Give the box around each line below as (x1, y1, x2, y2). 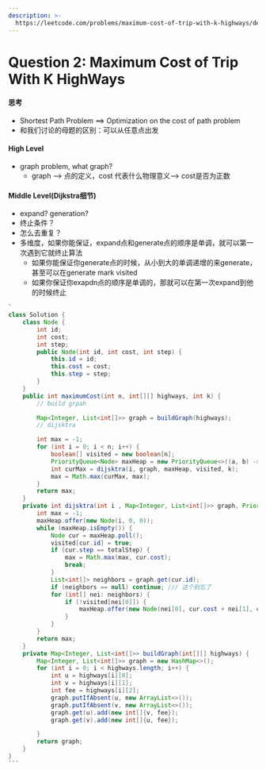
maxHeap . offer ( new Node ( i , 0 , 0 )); (36, 517, 154, 525)
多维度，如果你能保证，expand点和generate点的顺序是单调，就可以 (19, 238, 240, 248)
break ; (64, 561, 87, 569)
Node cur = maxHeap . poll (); (50, 531, 144, 540)
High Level (8, 144, 44, 153)
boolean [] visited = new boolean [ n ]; (50, 450, 176, 459)
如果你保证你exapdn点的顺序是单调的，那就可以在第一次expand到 (31, 278, 247, 287)
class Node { (22, 318, 66, 326)
